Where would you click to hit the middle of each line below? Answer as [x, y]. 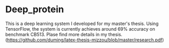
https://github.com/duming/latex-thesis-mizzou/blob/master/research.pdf [84, 40]
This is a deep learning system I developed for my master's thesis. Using [82, 23]
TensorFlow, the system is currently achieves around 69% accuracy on [80, 29]
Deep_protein [35, 9]
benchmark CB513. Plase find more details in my [56, 34]
